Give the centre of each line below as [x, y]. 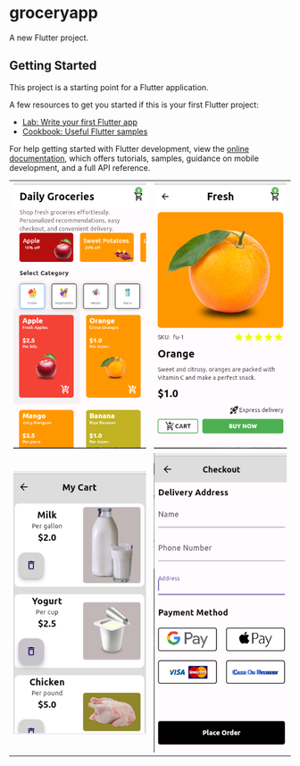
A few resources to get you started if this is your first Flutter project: [134, 105]
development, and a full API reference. [80, 167]
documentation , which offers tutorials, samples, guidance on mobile [134, 158]
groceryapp [54, 13]
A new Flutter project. [49, 38]
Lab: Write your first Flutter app [80, 122]
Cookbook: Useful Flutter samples [85, 131]
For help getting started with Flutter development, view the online [129, 148]
